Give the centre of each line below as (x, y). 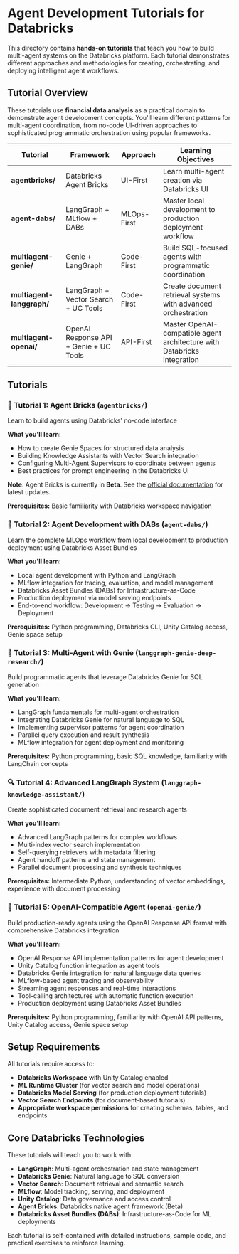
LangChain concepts (38, 764)
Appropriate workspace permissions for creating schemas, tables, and (123, 1108)
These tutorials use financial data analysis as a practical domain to (106, 110)
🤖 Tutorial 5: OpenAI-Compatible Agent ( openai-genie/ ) (104, 907)
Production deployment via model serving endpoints (94, 597)
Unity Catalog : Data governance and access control (94, 1199)
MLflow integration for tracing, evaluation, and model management (115, 583)
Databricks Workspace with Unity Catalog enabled (93, 1078)
